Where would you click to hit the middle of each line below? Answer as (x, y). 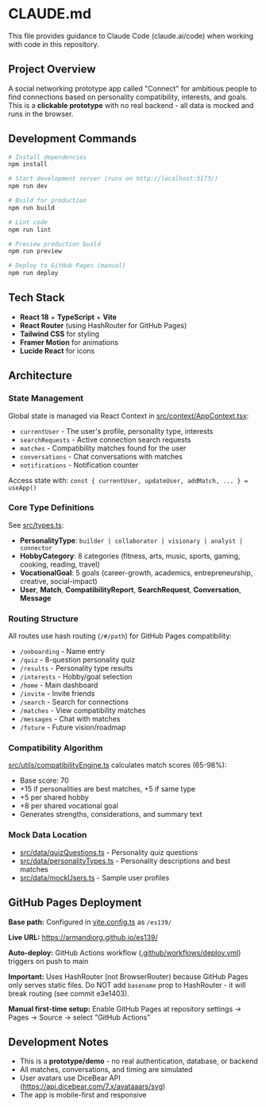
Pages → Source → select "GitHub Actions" (79, 1017)
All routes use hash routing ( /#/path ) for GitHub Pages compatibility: (120, 636)
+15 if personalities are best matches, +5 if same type (108, 789)
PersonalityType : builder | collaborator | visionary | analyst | (131, 540)
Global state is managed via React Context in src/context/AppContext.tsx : (129, 416)
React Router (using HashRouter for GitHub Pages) (103, 325)
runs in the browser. (41, 114)
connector (36, 548)
